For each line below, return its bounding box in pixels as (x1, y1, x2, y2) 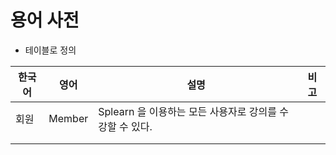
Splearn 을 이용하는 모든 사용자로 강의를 (98, 104, 277, 118)
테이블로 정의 (24, 44, 77, 56)
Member (48, 111, 89, 125)
